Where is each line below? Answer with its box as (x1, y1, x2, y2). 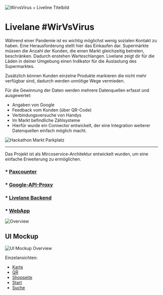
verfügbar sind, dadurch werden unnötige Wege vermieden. (5, 78, 125, 83)
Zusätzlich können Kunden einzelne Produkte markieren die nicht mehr (5, 73, 147, 79)
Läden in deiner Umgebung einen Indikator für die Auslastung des (5, 58, 137, 64)
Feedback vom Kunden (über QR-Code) (12, 107, 92, 113)
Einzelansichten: (5, 255, 38, 261)
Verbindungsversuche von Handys (12, 112, 81, 118)
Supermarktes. (5, 63, 35, 69)
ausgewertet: (5, 92, 32, 98)
